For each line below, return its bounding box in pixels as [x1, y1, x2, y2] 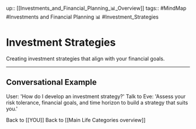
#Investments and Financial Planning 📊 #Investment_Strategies [6, 13, 159, 20]
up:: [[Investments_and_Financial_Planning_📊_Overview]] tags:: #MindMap [6, 5, 187, 12]
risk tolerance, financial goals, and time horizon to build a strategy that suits [6, 99, 188, 106]
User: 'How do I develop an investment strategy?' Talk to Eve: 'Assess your [6, 92, 186, 100]
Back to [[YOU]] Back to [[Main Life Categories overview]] [6, 116, 146, 123]
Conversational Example [6, 77, 97, 87]
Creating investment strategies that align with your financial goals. [6, 55, 165, 62]
